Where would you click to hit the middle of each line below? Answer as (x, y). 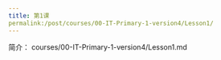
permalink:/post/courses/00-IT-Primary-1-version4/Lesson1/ (111, 23)
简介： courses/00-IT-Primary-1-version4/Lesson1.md (98, 47)
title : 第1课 (29, 16)
